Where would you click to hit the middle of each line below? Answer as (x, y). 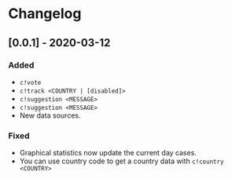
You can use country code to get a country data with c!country (122, 161)
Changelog (45, 14)
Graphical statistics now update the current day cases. (108, 153)
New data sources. (50, 115)
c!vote (30, 82)
